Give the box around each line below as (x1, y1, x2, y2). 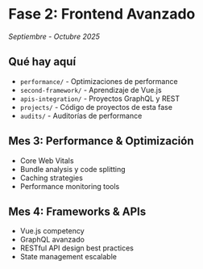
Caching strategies (19, 173, 83, 183)
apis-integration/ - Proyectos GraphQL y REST (19, 94, 180, 103)
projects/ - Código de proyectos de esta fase (19, 102, 173, 111)
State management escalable (19, 252, 117, 262)
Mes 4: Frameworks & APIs (8, 204, 147, 218)
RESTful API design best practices (19, 243, 135, 253)
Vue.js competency (19, 226, 85, 236)
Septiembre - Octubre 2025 (8, 32, 101, 41)
